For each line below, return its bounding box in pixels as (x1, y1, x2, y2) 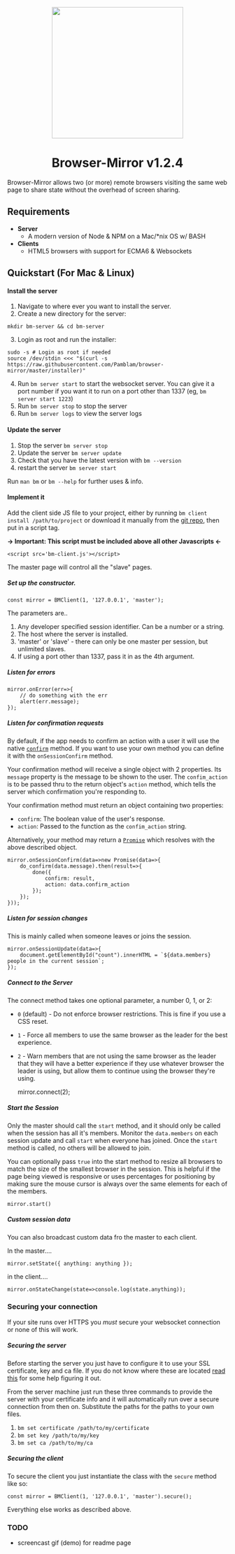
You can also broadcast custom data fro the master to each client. (7, 1233, 198, 1241)
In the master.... (7, 1247, 52, 1255)
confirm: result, (44, 875, 96, 882)
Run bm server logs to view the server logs (17, 410, 142, 418)
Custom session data (7, 1215, 71, 1223)
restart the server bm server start (17, 463, 117, 472)
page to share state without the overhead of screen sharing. (7, 186, 180, 194)
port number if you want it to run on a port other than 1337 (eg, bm (17, 387, 206, 396)
